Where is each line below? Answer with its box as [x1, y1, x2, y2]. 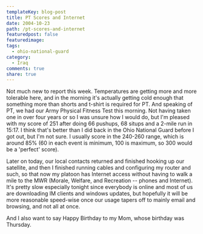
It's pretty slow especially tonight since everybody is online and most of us [6, 184, 193, 191]
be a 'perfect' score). [6, 146, 59, 153]
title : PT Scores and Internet [6, 15, 85, 21]
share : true [6, 71, 36, 77]
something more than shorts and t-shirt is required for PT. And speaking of [6, 101, 193, 108]
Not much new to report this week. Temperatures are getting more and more [6, 88, 197, 95]
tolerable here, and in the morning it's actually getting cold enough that [6, 94, 184, 102]
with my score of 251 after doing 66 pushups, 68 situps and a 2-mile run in [6, 120, 193, 128]
